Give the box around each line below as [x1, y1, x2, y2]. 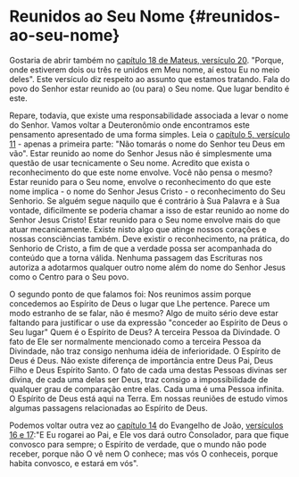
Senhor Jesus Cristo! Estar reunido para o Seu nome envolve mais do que [9, 214, 281, 225]
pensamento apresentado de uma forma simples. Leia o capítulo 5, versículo [9, 129, 290, 139]
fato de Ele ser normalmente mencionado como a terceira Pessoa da [9, 336, 262, 347]
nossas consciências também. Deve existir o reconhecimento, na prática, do [9, 233, 290, 244]
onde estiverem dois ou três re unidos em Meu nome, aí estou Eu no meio [9, 64, 280, 75]
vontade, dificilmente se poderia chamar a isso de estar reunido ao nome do [9, 205, 290, 215]
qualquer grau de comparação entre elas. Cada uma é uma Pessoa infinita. [9, 383, 285, 394]
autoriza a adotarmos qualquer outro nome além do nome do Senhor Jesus [9, 262, 286, 272]
